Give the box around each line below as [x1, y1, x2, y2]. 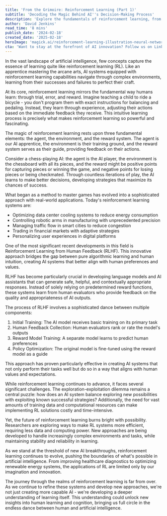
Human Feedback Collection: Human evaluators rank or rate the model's [12, 324, 161, 330]
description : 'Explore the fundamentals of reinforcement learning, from [5, 16, 162, 21]
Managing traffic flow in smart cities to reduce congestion [12, 222, 131, 228]
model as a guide [12, 351, 48, 357]
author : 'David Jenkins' [5, 21, 57, 26]
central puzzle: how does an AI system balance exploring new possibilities [5, 391, 158, 397]
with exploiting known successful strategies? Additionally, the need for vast [5, 397, 160, 403]
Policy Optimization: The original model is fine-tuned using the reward [12, 345, 156, 351]
